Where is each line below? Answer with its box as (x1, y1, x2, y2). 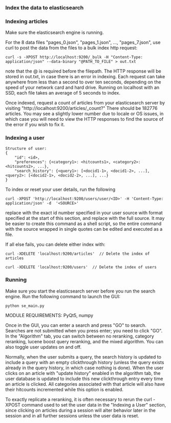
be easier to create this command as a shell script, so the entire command (5, 220, 162, 227)
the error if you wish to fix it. (5, 122, 65, 128)
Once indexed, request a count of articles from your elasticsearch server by (5, 100, 165, 106)
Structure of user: (5, 146, 47, 151)
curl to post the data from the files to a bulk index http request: (5, 45, 138, 51)
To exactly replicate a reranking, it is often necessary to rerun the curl (5, 396, 152, 403)
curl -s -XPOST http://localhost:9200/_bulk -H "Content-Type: (5, 55, 143, 60)
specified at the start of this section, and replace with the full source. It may (5, 215, 165, 221)
